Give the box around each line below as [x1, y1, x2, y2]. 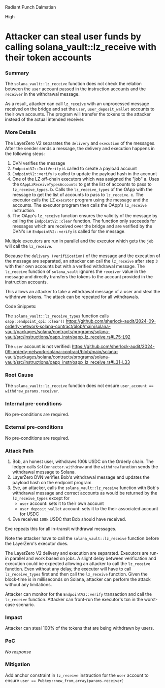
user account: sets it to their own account [19, 500, 104, 506]
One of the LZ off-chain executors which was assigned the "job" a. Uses [12, 176, 159, 182]
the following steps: [5, 151, 45, 156]
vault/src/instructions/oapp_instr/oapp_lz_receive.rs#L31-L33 [5, 359, 131, 365]
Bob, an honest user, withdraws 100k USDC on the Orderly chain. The [12, 459, 154, 464]
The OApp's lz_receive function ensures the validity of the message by [12, 212, 158, 219]
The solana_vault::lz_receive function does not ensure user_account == [5, 382, 154, 389]
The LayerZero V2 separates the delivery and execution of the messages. [5, 140, 156, 146]
